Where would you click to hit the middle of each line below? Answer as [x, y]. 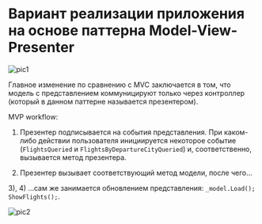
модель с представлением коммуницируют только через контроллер [127, 93]
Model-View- [194, 30]
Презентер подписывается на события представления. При [121, 132]
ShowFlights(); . [34, 196]
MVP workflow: [33, 116]
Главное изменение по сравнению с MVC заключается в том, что [120, 85]
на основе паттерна [77, 30]
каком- [236, 132]
